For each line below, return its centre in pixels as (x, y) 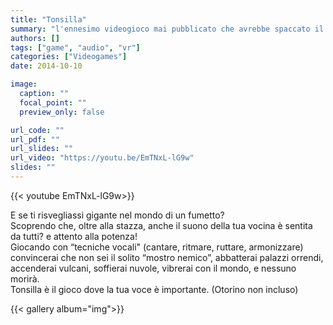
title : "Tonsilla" (48, 19)
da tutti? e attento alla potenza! (74, 236)
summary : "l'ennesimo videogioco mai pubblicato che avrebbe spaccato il (167, 29)
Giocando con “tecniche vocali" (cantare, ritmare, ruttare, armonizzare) (157, 247)
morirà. (25, 278)
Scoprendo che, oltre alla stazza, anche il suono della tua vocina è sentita (161, 225)
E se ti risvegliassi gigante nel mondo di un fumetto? (117, 215)
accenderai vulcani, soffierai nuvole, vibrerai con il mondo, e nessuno (153, 268)
